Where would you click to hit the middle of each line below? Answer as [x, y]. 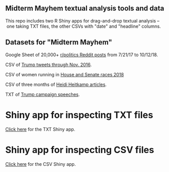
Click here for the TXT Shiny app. [40, 129]
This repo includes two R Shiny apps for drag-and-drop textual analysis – [82, 20]
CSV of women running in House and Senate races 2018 [65, 74]
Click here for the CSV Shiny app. [40, 164]
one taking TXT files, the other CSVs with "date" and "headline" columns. [84, 26]
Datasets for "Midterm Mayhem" [59, 42]
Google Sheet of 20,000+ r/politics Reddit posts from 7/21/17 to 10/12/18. [82, 55]
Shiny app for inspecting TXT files [79, 115]
